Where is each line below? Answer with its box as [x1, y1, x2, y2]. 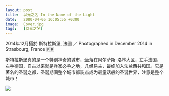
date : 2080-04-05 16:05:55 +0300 [5, 17, 80, 22]
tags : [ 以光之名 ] [5, 26, 43, 31]
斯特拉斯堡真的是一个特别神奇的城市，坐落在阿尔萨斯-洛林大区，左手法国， [5, 57, 162, 63]
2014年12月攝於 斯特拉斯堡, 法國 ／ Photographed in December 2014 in [5, 41, 152, 47]
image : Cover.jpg [5, 21, 44, 27]
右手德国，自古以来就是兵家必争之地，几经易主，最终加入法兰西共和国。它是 [5, 63, 164, 69]
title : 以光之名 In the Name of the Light [5, 12, 95, 17]
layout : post [5, 7, 33, 13]
